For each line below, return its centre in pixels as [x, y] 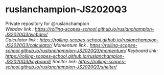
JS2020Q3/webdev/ [27, 34]
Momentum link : [71, 45]
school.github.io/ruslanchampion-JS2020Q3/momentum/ [66, 51]
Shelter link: [65, 61]
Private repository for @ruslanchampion [47, 23]
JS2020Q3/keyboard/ [28, 61]
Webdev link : [20, 29]
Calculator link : [22, 40]
